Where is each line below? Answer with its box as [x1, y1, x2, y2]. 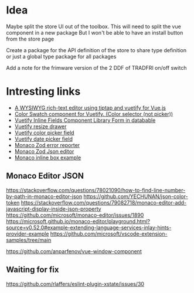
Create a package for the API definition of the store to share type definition [6, 46, 187, 53]
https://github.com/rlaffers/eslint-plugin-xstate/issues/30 [6, 280, 145, 287]
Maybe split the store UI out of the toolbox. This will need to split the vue [6, 23, 182, 30]
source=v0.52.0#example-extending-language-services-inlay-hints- [6, 224, 172, 231]
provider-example [6, 230, 49, 237]
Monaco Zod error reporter [14, 141, 80, 148]
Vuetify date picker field [14, 135, 73, 142]
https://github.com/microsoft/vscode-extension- [50, 230, 168, 237]
